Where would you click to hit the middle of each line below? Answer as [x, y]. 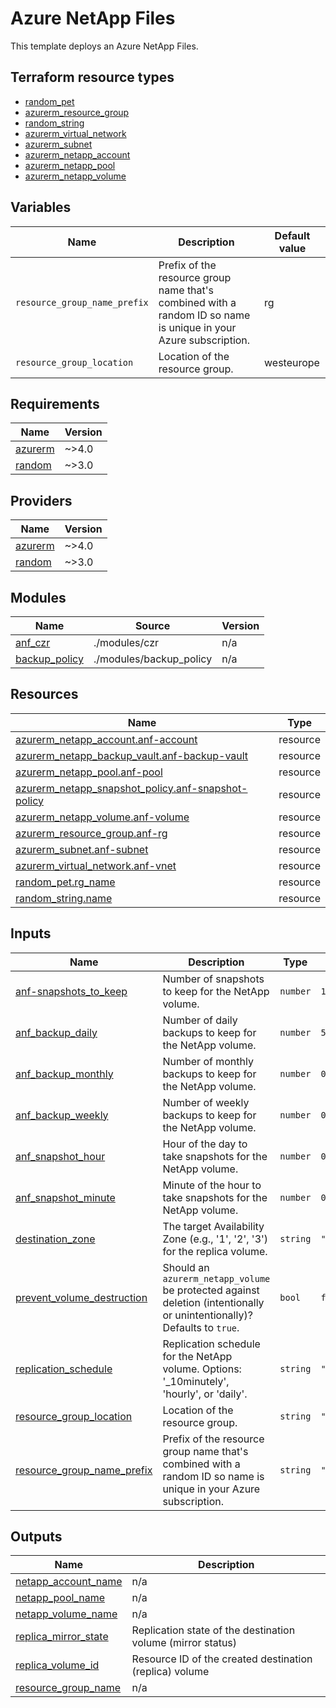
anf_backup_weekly [62, 1115]
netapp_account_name [69, 1582]
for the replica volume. [215, 1251]
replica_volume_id [57, 1665]
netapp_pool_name [60, 1598]
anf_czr [33, 642]
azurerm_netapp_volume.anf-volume [102, 817]
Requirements [55, 403]
